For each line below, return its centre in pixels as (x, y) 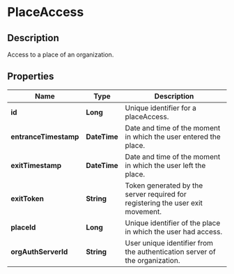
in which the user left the (165, 165)
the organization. (153, 260)
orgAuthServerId (39, 252)
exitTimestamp (36, 165)
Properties (31, 76)
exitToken (27, 198)
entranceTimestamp (45, 137)
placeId (23, 227)
